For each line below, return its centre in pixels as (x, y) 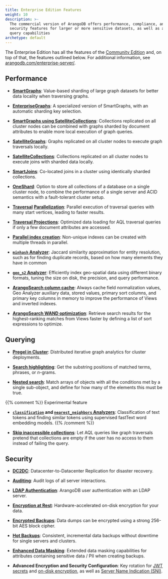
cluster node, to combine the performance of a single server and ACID (85, 192)
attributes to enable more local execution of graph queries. (73, 132)
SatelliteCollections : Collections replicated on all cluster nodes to (80, 156)
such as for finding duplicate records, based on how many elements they (87, 257)
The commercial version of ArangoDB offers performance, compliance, (83, 24)
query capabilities (30, 33)
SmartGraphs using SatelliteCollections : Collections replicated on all (84, 121)
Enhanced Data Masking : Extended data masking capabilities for (79, 551)
